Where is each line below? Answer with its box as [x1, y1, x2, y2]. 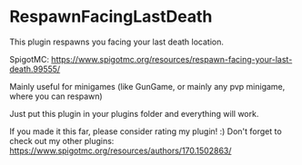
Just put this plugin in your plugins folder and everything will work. [9, 108, 259, 119]
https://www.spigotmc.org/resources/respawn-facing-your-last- [51, 53, 293, 64]
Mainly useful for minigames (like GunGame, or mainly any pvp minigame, [9, 81, 286, 92]
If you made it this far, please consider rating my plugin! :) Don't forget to [9, 125, 282, 137]
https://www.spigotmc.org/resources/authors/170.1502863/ [9, 145, 232, 156]
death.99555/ [9, 63, 61, 74]
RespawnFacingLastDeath [9, 6, 213, 27]
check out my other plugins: [9, 135, 115, 146]
